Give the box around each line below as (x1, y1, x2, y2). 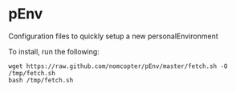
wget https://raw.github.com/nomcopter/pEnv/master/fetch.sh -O (8, 62, 228, 70)
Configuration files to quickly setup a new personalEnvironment (8, 31, 218, 41)
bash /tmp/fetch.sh (8, 76, 74, 84)
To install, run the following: (8, 46, 100, 56)
